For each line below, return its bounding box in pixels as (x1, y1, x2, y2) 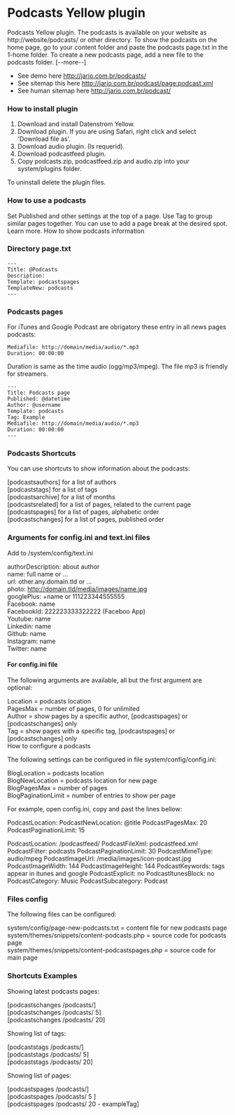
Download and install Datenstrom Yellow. (17, 120, 135, 128)
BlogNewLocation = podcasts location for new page (7, 776, 157, 785)
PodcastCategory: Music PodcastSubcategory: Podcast (7, 877, 168, 885)
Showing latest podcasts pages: (7, 987, 100, 995)
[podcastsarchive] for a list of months (7, 493, 115, 501)
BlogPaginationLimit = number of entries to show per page (7, 791, 176, 799)
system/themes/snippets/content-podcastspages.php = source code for (7, 946, 216, 954)
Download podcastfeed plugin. (17, 149, 106, 158)
